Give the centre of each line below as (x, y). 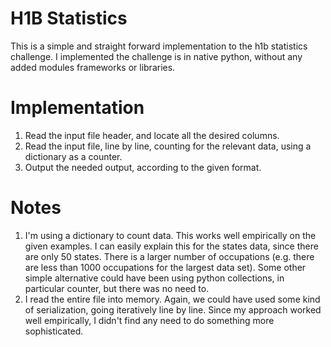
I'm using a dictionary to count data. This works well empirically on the (170, 235)
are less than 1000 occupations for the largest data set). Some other (165, 267)
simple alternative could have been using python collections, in (154, 278)
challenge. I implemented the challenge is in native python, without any (156, 56)
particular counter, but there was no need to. (117, 288)
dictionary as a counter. (73, 156)
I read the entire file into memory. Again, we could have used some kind (172, 299)
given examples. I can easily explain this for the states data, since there (171, 246)
